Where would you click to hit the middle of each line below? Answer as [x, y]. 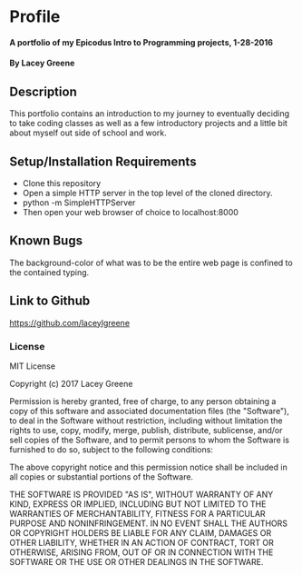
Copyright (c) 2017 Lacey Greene [71, 383]
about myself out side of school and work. [88, 133]
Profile [35, 17]
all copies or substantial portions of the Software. [101, 476]
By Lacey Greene [42, 63]
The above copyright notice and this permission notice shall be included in [148, 467]
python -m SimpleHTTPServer [79, 203]
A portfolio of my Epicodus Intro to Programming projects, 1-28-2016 [141, 42]
